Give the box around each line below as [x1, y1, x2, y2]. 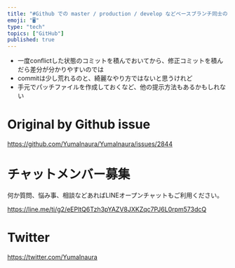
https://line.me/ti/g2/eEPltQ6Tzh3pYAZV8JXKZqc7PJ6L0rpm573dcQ [7, 205, 207, 213]
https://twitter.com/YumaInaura [7, 253, 98, 261]
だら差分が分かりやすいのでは [17, 65, 104, 74]
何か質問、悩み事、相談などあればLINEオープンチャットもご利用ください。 [7, 191, 223, 199]
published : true [7, 36, 55, 43]
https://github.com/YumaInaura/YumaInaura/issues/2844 [7, 140, 173, 148]
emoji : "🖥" [7, 17, 40, 24]
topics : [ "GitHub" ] [7, 29, 65, 37]
